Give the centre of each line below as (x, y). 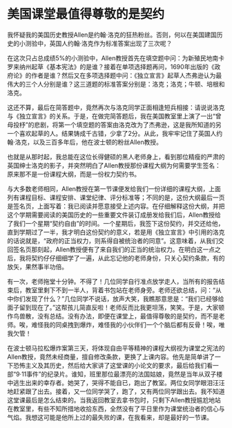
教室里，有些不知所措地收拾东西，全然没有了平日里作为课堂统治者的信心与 (119, 409)
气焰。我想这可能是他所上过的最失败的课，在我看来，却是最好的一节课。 (110, 417)
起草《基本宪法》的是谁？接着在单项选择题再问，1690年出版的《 (123, 66)
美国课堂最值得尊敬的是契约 (86, 14)
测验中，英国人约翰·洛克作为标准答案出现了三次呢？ (99, 43)
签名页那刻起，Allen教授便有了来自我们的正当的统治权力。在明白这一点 (114, 249)
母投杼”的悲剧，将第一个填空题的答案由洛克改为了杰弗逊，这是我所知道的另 (115, 125)
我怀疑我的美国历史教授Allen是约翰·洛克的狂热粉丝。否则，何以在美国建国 (112, 35)
